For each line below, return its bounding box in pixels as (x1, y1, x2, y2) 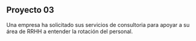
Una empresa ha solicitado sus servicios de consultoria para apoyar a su (6, 21, 190, 28)
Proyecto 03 (6, 5, 55, 15)
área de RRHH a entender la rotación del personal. (6, 28, 134, 35)
